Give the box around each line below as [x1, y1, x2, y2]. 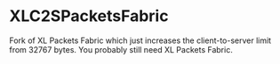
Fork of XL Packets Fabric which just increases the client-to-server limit [9, 35, 272, 46]
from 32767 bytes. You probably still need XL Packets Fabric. [9, 44, 233, 54]
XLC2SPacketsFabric [9, 6, 169, 26]
